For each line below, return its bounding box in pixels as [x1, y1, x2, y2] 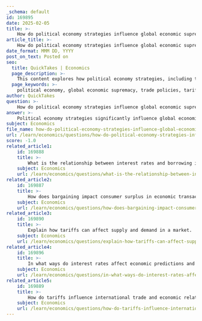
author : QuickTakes [6, 93, 55, 99]
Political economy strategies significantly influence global [17, 115, 176, 121]
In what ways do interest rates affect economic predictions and [28, 261, 195, 267]
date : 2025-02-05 [6, 20, 50, 26]
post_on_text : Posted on [6, 54, 69, 60]
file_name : [6, 126, 34, 132]
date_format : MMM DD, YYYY [6, 48, 74, 54]
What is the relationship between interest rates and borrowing [28, 160, 192, 166]
